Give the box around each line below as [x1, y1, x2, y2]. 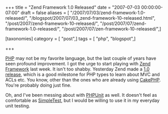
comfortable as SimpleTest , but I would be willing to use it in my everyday [5, 97, 160, 103]
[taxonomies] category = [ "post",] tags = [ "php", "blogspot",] [5, 35, 136, 42]
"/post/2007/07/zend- [100, 20, 147, 26]
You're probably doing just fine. [5, 82, 71, 88]
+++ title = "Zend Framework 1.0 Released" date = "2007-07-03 [5, 5, 140, 10]
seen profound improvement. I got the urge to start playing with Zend [5, 61, 151, 66]
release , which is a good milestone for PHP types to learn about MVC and [5, 71, 160, 78]
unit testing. [5, 103, 31, 108]
